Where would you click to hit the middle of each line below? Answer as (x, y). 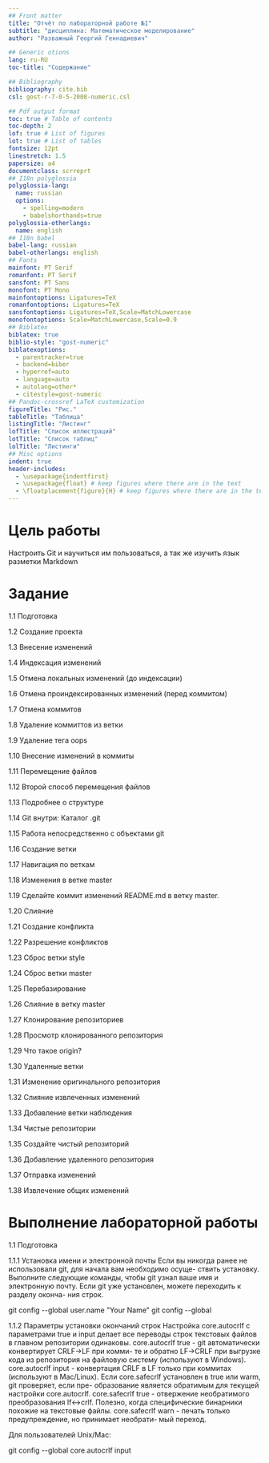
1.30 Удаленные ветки (46, 1066)
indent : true (30, 461)
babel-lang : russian (43, 245)
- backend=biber (42, 365)
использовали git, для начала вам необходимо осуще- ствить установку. (134, 1269)
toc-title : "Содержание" (50, 68)
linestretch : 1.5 (37, 156)
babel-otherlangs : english (53, 253)
